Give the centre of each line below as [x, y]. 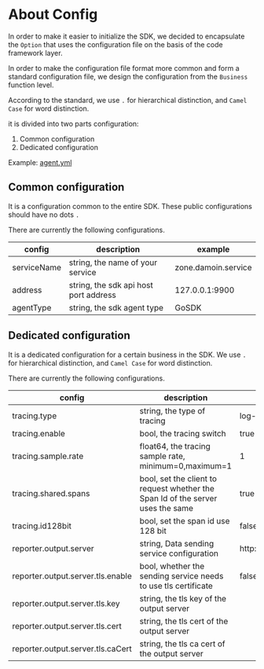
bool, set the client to [178, 479]
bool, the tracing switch [183, 433]
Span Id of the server [178, 498]
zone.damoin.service [213, 267]
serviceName [37, 267]
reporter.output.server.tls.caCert [72, 649]
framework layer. [35, 53]
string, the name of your [113, 263]
